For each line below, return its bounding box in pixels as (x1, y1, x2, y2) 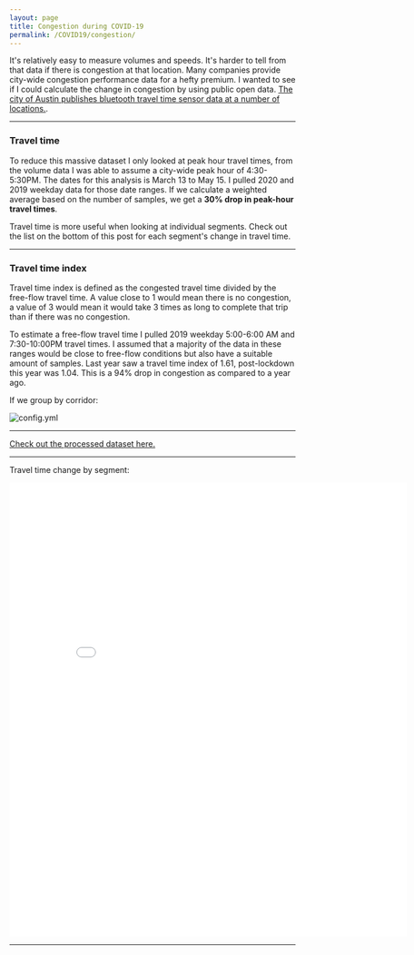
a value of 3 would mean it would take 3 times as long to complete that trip (9, 301, 289, 312)
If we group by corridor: (9, 394, 99, 405)
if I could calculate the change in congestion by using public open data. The (9, 84, 293, 95)
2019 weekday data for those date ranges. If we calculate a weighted (9, 183, 268, 195)
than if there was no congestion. (9, 310, 131, 322)
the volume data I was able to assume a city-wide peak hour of (9, 164, 245, 175)
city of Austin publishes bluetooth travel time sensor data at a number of (9, 94, 280, 104)
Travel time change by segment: (9, 464, 130, 475)
